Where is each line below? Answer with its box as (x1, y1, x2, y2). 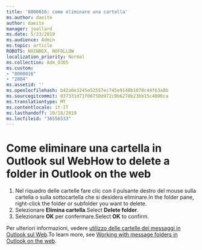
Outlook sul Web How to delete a (6, 155, 170, 168)
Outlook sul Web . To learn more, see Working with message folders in (6, 231, 178, 239)
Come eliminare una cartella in (6, 141, 162, 155)
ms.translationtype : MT (6, 98, 66, 104)
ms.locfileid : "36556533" (6, 115, 71, 121)
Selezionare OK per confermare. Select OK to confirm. (14, 213, 150, 220)
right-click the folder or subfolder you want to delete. (14, 200, 147, 207)
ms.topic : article (6, 43, 52, 49)
